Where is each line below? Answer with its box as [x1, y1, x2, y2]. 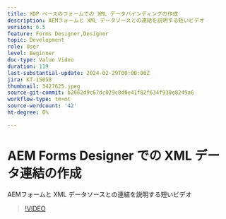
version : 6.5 [7, 23, 46, 30]
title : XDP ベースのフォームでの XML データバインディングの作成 [7, 10, 179, 18]
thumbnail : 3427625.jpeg [7, 83, 81, 90]
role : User [7, 43, 40, 50]
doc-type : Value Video [7, 57, 74, 64]
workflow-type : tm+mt [7, 96, 71, 103]
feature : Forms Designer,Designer [7, 30, 109, 37]
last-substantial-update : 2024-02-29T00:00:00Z [7, 69, 150, 76]
